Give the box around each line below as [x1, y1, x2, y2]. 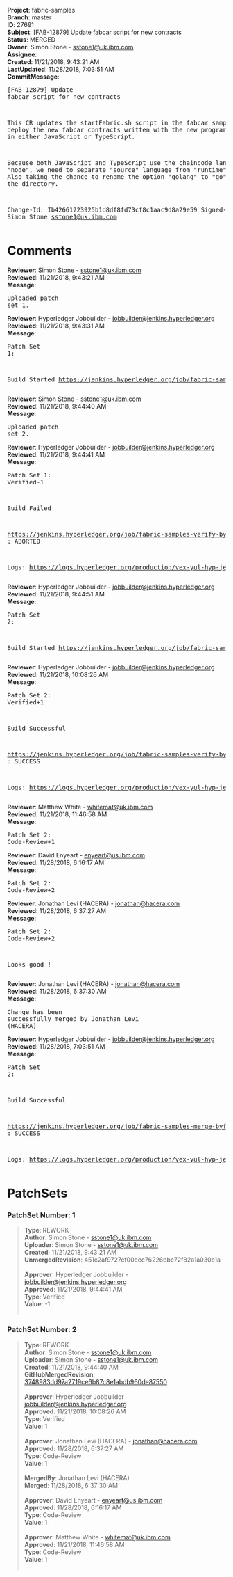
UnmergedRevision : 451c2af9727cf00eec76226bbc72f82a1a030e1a [24, 1255, 221, 1264]
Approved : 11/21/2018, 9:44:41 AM [24, 1285, 123, 1294]
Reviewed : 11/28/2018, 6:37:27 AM [7, 906, 106, 914]
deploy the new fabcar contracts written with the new [7, 126, 198, 134]
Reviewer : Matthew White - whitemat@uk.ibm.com [7, 802, 153, 811]
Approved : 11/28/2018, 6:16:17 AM [24, 1503, 122, 1512]
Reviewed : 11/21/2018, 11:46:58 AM [7, 810, 107, 818]
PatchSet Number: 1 [7, 1210, 76, 1220]
